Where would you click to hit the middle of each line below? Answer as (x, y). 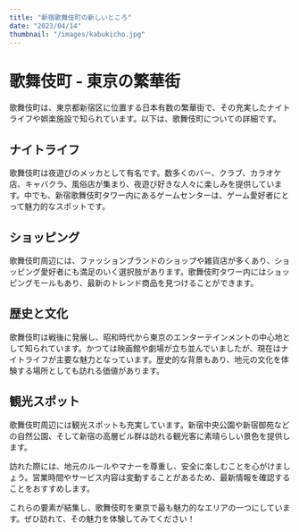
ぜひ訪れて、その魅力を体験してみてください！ (109, 519)
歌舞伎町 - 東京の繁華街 (95, 81)
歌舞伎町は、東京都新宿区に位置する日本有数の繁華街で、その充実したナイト (150, 107)
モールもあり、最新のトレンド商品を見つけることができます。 (145, 283)
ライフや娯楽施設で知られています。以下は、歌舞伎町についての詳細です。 (145, 119)
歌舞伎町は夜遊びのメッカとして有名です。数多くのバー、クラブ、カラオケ (145, 173)
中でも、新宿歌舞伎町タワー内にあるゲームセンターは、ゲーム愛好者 (149, 195)
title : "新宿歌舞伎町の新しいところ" (71, 17)
